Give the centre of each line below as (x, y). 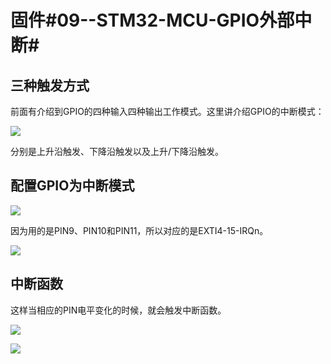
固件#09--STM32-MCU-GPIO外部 (152, 20)
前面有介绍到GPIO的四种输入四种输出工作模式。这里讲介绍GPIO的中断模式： (167, 111)
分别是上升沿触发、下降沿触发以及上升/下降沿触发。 (117, 151)
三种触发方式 (50, 85)
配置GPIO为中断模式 (72, 186)
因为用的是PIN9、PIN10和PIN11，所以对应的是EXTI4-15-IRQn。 (139, 230)
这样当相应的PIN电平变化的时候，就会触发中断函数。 (118, 310)
